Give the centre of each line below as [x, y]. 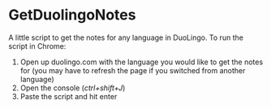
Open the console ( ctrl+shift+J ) [73, 88]
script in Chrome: [37, 46]
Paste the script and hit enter [69, 96]
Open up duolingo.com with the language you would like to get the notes [142, 62]
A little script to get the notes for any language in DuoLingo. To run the [126, 37]
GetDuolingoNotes [72, 15]
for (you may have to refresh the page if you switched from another [133, 70]
